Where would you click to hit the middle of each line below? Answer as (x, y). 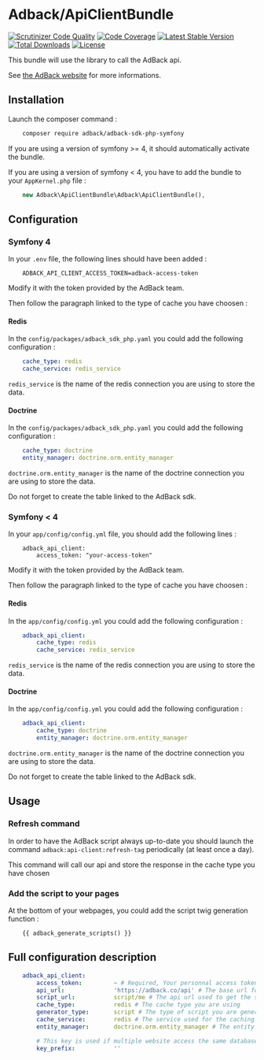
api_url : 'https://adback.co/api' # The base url (142, 990)
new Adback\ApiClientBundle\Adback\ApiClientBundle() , (114, 195)
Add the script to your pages (64, 893)
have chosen (29, 873)
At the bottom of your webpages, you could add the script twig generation (128, 910)
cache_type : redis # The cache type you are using (139, 1005)
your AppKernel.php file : (47, 180)
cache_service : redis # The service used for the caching (146, 1020)
